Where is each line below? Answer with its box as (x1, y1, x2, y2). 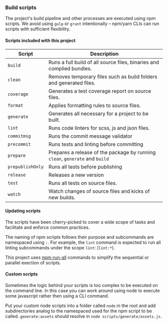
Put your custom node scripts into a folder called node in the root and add (5, 302, 156, 308)
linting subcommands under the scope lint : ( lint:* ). (5, 244, 115, 250)
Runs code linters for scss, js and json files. (48, 124, 150, 131)
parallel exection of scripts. (5, 259, 61, 265)
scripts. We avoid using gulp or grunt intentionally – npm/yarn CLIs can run (5, 21, 159, 27)
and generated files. (48, 79, 96, 86)
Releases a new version (48, 171, 104, 178)
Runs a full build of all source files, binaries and (48, 59, 159, 66)
